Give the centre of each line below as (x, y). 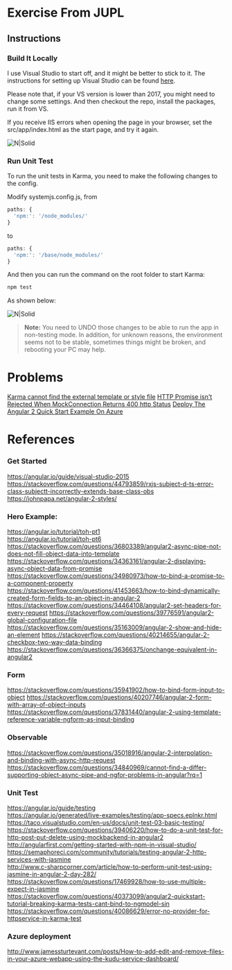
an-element (24, 635)
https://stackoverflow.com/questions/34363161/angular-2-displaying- (107, 561)
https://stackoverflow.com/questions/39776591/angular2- (132, 613)
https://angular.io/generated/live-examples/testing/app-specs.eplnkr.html (112, 815)
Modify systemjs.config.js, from (52, 197)
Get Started (27, 461)
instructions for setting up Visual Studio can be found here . (91, 80)
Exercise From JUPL (66, 13)
